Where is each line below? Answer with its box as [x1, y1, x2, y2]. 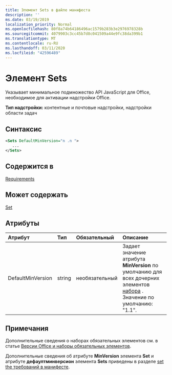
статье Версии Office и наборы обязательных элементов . [5, 343, 132, 349]
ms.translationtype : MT [5, 36, 56, 41]
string [57, 275, 72, 282]
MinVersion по [122, 262, 159, 269]
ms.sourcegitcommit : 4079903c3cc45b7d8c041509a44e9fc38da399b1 [5, 31, 143, 36]
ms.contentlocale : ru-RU [5, 41, 58, 46]
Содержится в [5, 162, 54, 171]
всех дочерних [122, 275, 160, 282]
